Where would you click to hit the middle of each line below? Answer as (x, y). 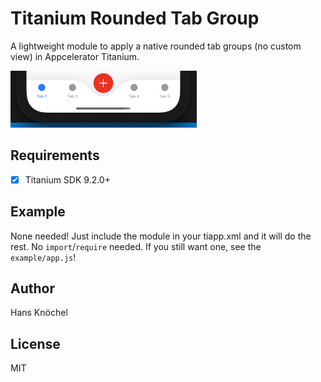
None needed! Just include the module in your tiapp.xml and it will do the (161, 236)
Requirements (55, 155)
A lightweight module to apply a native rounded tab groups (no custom (156, 46)
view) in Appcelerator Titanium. (75, 56)
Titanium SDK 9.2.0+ (67, 179)
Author (32, 288)
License (35, 343)
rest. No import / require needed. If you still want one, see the (136, 246)
